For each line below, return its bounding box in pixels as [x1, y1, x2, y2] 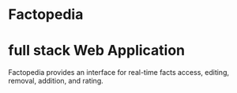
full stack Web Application [8, 42, 186, 60]
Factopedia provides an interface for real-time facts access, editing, [8, 68, 230, 77]
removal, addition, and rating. [8, 76, 104, 86]
